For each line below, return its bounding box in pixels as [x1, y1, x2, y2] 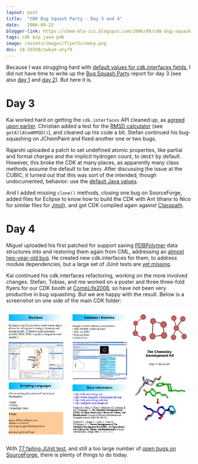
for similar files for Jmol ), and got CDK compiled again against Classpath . [6, 201, 184, 208]
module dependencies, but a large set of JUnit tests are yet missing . [6, 260, 172, 267]
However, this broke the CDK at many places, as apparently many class [6, 159, 179, 166]
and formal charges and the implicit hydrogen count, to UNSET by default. [6, 153, 181, 160]
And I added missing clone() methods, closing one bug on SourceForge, [6, 189, 182, 196]
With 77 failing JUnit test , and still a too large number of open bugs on [6, 445, 176, 452]
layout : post [6, 9, 38, 15]
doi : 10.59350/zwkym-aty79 [6, 47, 72, 53]
